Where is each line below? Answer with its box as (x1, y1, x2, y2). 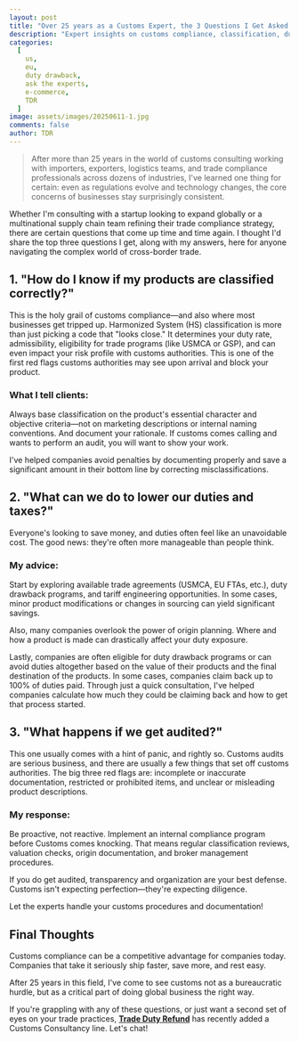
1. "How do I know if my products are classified (9, 273, 274, 288)
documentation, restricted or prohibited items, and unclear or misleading (9, 777, 276, 787)
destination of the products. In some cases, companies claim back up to (9, 671, 273, 681)
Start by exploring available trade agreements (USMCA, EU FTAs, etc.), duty (9, 580, 287, 590)
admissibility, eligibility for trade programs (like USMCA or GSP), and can (9, 338, 276, 348)
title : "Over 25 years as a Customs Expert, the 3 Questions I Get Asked (9, 21, 289, 30)
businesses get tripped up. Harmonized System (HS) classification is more (9, 319, 282, 330)
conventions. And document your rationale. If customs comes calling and (9, 427, 278, 438)
